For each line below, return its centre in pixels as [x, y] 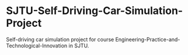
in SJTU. [79, 46]
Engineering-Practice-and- [148, 39]
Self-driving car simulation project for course [60, 39]
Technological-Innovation [37, 46]
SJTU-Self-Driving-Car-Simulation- [94, 11]
